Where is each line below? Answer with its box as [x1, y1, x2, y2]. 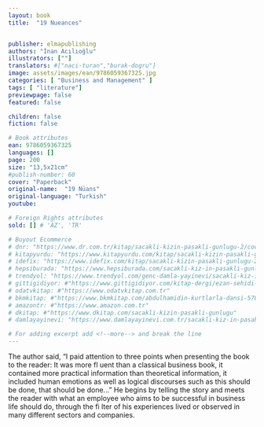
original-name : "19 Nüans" [8, 186, 101, 193]
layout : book [8, 11, 51, 20]
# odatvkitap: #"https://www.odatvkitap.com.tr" [8, 286, 170, 295]
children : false [8, 112, 61, 120]
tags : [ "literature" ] [8, 83, 82, 91]
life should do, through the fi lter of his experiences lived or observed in [8, 402, 240, 411]
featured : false [8, 98, 61, 106]
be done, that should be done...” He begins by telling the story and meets [8, 385, 245, 394]
